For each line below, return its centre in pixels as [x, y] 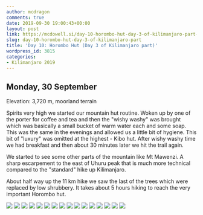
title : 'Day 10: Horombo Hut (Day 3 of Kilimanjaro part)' [82, 46]
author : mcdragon [28, 12]
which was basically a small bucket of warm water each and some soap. [96, 126]
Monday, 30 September [52, 87]
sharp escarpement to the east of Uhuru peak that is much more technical [98, 163]
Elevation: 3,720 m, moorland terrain [52, 101]
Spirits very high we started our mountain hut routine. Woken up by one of [98, 113]
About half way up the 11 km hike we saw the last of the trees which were [97, 181]
